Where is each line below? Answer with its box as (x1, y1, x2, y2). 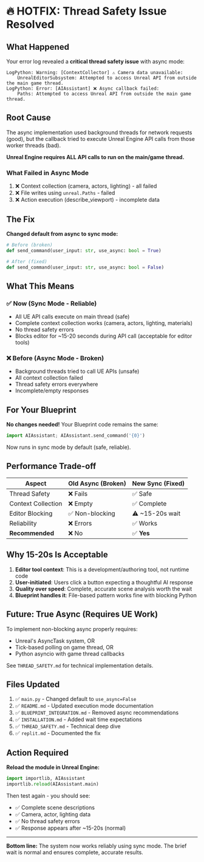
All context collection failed (15, 374, 83, 381)
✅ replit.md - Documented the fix (15, 730, 101, 737)
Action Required (6, 747, 69, 758)
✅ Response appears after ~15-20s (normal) (15, 824, 126, 832)
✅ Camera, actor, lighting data (15, 810, 91, 818)
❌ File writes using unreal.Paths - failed (15, 190, 115, 197)
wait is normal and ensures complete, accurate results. (6, 849, 144, 856)
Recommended (9, 528, 55, 537)
